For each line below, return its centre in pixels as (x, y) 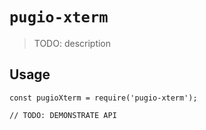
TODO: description (72, 43)
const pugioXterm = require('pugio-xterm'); (103, 98)
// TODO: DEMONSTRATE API (63, 115)
